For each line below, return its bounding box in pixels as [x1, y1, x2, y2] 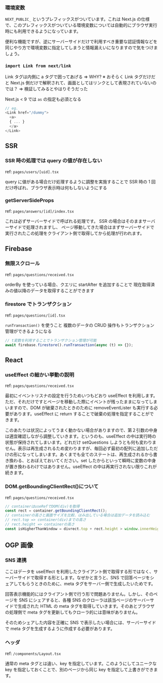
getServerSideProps [5, 197, 54, 204]
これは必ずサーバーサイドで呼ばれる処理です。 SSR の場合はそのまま [5, 218, 143, 224]
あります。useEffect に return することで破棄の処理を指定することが [13, 411, 150, 417]
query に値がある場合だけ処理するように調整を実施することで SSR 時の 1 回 [5, 179, 156, 184]
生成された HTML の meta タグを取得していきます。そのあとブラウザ [17, 603, 155, 609]
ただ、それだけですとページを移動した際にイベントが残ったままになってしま [5, 399, 158, 405]
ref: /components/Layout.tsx [5, 650, 61, 656]
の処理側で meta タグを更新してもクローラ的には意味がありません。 [5, 609, 141, 615]
